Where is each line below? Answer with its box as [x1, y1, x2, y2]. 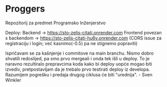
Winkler [5, 77, 21, 83]
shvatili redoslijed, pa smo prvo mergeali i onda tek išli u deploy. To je [5, 55, 150, 61]
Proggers [5, 3, 46, 15]
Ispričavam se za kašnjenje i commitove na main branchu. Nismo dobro [5, 50, 154, 56]
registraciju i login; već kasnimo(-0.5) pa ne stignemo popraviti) [5, 40, 138, 46]
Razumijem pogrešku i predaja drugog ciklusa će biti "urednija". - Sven [5, 71, 153, 77]
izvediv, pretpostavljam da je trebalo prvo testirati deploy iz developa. [5, 66, 150, 72]
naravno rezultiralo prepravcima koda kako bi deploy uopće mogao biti [5, 61, 152, 67]
